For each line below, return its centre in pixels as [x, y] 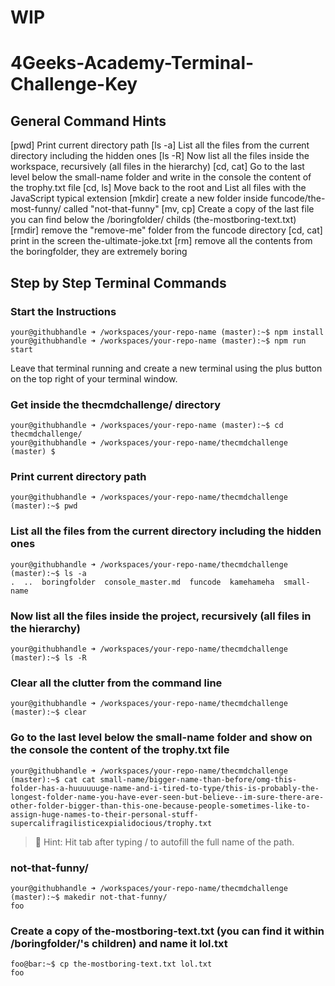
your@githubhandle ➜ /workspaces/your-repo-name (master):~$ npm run [158, 341]
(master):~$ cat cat [53, 779]
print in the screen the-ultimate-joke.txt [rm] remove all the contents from [161, 241]
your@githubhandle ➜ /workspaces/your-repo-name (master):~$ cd [147, 426]
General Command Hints [88, 121]
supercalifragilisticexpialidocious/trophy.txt [111, 823]
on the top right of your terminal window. [94, 378]
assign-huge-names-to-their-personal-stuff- [104, 814]
